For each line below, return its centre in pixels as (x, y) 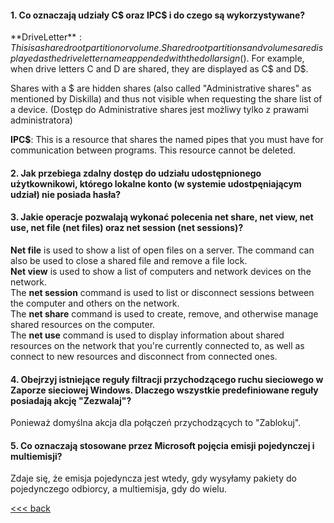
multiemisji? (36, 456)
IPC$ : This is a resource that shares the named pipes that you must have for (167, 140)
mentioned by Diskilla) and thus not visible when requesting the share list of (166, 99)
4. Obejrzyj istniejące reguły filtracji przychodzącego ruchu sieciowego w (167, 379)
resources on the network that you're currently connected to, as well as (157, 345)
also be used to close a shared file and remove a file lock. (129, 260)
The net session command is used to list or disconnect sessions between (162, 292)
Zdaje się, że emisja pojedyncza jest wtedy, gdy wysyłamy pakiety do (153, 478)
